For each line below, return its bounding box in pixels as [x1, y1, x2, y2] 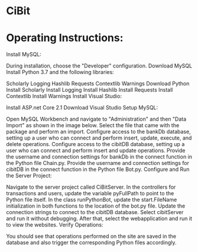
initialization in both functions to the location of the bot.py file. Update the [6, 202, 186, 209]
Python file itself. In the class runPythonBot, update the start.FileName [6, 196, 177, 203]
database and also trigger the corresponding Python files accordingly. [6, 239, 177, 246]
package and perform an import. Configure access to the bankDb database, [6, 128, 191, 135]
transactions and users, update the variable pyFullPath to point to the [6, 190, 174, 197]
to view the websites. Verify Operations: [6, 221, 103, 228]
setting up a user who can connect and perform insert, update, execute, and [6, 134, 192, 141]
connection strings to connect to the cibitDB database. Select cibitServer [6, 209, 184, 216]
